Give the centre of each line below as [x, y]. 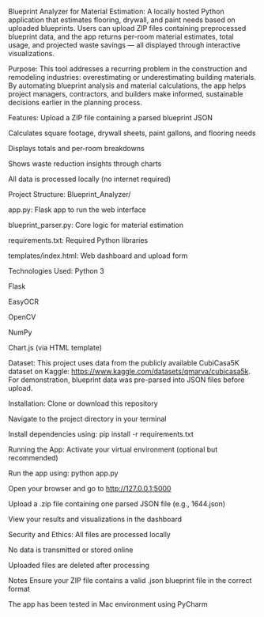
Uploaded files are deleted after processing [79, 565]
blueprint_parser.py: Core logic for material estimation [96, 225]
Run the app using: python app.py [63, 473]
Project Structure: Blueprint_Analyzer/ [70, 194]
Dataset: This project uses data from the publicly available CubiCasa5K [124, 363]
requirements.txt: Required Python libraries [78, 240]
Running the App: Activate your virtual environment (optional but [113, 449]
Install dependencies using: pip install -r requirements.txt [101, 434]
